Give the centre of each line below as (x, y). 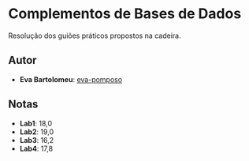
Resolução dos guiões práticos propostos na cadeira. (95, 36)
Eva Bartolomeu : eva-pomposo (71, 79)
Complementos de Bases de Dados (125, 14)
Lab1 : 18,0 (36, 123)
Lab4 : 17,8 (36, 148)
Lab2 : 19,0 (36, 132)
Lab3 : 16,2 (37, 140)
